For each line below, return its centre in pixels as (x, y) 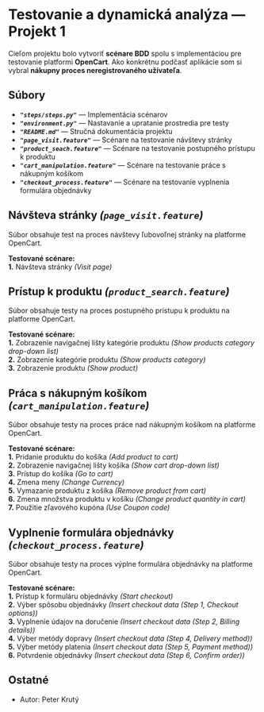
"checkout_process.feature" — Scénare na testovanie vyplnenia (124, 182)
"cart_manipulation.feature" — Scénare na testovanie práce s (122, 165)
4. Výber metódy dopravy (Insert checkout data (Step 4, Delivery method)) (130, 638)
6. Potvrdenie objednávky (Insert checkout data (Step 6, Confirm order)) (127, 655)
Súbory (27, 96)
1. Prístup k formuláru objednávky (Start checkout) (91, 596)
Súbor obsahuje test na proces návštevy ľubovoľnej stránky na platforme (127, 234)
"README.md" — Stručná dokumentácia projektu (96, 131)
